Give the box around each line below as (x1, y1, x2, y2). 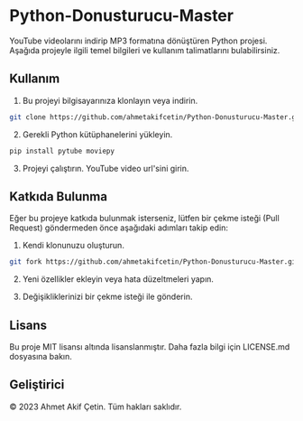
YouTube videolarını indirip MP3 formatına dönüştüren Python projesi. (9, 35, 268, 46)
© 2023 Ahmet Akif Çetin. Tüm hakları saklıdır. (9, 401, 182, 412)
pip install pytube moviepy (9, 146, 115, 155)
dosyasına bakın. (9, 351, 72, 361)
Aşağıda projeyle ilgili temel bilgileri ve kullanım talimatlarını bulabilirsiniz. (9, 44, 280, 55)
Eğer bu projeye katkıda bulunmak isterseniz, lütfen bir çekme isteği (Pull (9, 213, 280, 224)
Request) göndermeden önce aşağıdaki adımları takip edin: (9, 222, 228, 233)
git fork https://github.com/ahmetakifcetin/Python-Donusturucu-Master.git (9, 257, 300, 267)
